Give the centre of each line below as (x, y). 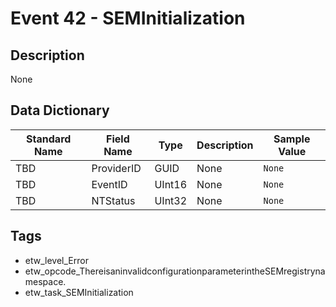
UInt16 (171, 184)
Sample (292, 139)
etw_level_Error (56, 260)
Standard (49, 139)
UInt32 (171, 200)
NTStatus (113, 200)
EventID (109, 184)
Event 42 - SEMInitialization (128, 18)
